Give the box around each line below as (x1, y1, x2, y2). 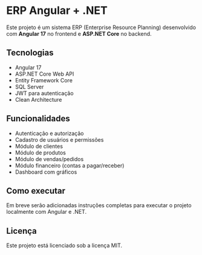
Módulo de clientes (15, 142, 64, 150)
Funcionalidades (6, 113, 71, 124)
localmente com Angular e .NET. (6, 208, 86, 216)
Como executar (6, 185, 65, 196)
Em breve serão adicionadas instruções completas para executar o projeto (6, 202, 192, 209)
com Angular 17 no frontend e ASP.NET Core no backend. (6, 30, 152, 37)
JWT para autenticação (15, 89, 74, 97)
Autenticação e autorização (15, 130, 84, 137)
